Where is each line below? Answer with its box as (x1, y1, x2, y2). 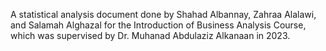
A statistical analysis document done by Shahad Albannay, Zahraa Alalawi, (10, 9, 317, 20)
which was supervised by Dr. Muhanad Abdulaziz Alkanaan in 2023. (10, 30, 291, 41)
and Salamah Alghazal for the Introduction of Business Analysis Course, (10, 19, 307, 31)
